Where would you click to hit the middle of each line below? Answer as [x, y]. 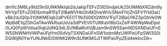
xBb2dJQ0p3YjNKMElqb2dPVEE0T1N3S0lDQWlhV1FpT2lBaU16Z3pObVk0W [83, 17]
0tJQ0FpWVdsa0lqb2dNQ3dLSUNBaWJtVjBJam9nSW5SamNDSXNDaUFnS [83, 28]
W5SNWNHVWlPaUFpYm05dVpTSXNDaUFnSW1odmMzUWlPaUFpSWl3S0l [83, 33]
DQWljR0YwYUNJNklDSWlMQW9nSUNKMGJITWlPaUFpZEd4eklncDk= [79, 38]
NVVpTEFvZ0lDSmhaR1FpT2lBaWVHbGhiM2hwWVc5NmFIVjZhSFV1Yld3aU [83, 12]
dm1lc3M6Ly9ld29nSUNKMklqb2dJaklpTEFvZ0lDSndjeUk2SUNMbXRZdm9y [84, 7]
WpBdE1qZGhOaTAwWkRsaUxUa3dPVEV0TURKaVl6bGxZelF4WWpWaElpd [83, 23]
